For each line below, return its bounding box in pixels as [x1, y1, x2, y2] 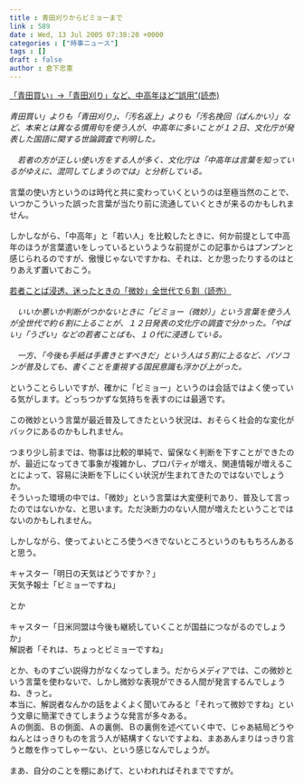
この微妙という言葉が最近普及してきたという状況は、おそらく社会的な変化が [9, 414, 295, 425]
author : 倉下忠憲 [9, 64, 74, 73]
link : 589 [9, 22, 51, 31]
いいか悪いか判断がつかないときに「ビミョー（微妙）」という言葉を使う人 [17, 305, 291, 317]
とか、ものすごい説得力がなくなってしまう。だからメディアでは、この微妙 [9, 664, 286, 675]
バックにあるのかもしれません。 [9, 425, 128, 436]
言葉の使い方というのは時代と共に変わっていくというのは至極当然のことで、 [9, 187, 294, 198]
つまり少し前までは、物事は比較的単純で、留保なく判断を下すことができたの [9, 446, 295, 458]
